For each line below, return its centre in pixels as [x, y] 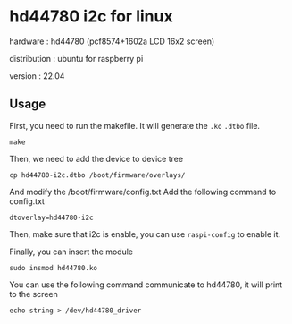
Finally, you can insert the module [71, 252]
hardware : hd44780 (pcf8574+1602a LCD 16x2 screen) [112, 41]
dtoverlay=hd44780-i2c [51, 217]
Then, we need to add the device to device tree [96, 158]
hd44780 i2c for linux [91, 17]
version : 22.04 [37, 76]
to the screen [33, 294]
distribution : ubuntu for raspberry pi [76, 58]
